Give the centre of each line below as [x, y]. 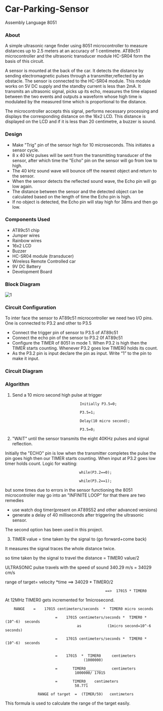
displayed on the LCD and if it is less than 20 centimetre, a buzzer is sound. [81, 122]
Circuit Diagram [24, 371]
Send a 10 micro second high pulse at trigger [57, 395]
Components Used [27, 219]
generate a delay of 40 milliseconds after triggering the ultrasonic [78, 515]
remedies [15, 500]
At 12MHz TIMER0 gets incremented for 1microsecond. [60, 600]
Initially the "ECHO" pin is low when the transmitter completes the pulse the [81, 453]
